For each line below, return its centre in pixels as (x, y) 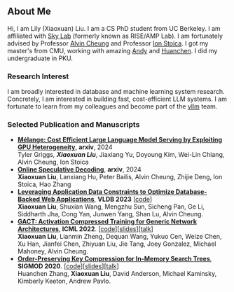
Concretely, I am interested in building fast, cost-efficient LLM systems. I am (117, 99)
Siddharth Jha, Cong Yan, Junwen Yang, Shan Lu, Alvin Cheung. (110, 214)
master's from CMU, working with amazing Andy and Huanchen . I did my (112, 50)
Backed (29, 200)
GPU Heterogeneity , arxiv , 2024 (65, 147)
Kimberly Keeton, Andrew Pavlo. (64, 281)
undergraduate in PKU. (40, 58)
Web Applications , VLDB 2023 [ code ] (97, 200)
